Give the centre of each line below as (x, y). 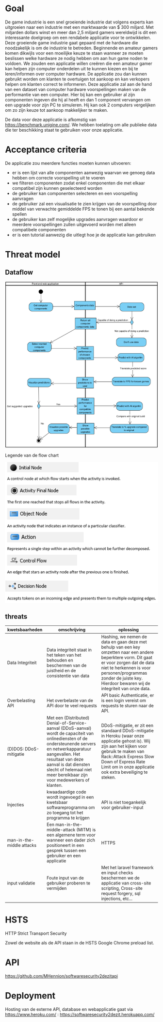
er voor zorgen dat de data (128, 663)
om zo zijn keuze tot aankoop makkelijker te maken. (57, 110)
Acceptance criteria (46, 150)
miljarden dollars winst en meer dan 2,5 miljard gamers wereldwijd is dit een (81, 32)
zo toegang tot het (65, 812)
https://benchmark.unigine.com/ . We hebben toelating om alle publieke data (81, 124)
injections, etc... (117, 899)
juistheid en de (61, 670)
